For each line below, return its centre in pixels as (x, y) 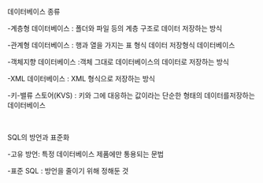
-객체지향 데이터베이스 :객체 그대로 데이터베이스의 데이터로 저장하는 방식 (119, 62)
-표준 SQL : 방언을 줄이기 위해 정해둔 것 (68, 171)
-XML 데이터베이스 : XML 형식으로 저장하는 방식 (81, 78)
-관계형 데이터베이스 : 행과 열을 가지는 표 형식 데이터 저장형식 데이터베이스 (121, 45)
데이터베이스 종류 (34, 11)
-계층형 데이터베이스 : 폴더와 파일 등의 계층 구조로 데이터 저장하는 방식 (115, 28)
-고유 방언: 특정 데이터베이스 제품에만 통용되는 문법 (86, 154)
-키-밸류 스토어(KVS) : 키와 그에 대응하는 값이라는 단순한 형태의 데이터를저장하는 (131, 95)
